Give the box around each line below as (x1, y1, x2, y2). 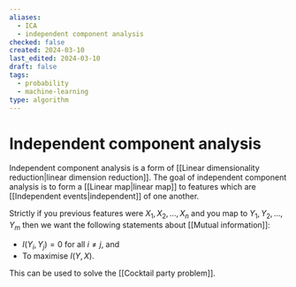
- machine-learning (17, 87, 89, 96)
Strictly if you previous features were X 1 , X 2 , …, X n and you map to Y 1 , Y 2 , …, (9, 208, 284, 221)
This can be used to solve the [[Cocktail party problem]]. (9, 268, 216, 278)
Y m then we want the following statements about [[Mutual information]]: (9, 220, 271, 232)
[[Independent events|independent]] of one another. (9, 191, 200, 202)
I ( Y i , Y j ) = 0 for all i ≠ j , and (21, 238, 120, 252)
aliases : (9, 12, 42, 22)
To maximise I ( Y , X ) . (21, 250, 95, 261)
